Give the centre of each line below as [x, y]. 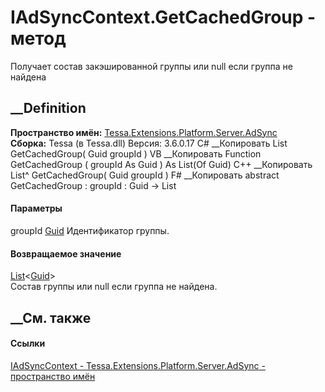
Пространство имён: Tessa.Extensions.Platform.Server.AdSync [144, 132]
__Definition [48, 108]
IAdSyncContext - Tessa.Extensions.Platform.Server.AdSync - [138, 365]
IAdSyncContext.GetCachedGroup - [163, 17]
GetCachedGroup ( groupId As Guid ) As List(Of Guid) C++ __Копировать [161, 164]
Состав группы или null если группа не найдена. [114, 287]
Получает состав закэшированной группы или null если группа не [151, 66]
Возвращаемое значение [66, 253]
